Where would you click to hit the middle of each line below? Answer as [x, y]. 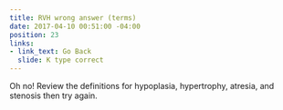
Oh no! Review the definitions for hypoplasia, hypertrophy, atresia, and [142, 86]
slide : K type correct [61, 60]
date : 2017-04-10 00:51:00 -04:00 [75, 26]
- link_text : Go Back [51, 52]
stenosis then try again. [53, 95]
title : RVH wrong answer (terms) [73, 18]
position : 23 [34, 35]
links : [22, 43]
